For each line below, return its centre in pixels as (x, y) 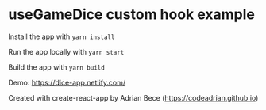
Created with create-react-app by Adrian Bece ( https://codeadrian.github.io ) (133, 97)
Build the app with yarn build (56, 67)
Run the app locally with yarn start (66, 51)
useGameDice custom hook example (132, 15)
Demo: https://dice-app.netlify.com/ (67, 82)
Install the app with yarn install (62, 36)
